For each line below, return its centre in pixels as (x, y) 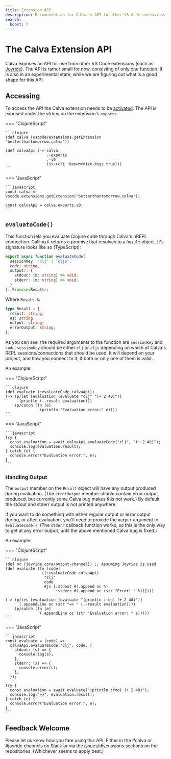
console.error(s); (38, 668)
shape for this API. (25, 80)
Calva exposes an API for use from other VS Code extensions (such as (79, 64)
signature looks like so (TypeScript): (43, 247)
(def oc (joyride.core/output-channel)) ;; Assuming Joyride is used (81, 564)
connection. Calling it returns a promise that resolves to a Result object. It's (85, 242)
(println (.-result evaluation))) (56, 401)
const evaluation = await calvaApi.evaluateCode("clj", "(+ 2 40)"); (85, 442)
